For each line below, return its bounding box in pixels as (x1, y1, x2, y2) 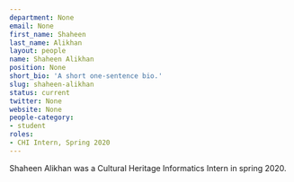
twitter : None (9, 96, 63, 106)
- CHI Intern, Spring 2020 (9, 138, 111, 147)
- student (9, 122, 47, 131)
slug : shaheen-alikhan (9, 80, 94, 89)
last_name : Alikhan (9, 38, 83, 48)
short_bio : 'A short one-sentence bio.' (9, 72, 164, 81)
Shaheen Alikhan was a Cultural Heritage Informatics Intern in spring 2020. (9, 162, 287, 173)
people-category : (9, 113, 75, 122)
